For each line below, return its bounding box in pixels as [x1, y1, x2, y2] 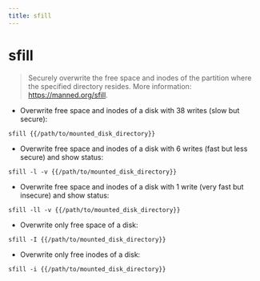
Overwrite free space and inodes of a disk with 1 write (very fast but [19, 181, 244, 191]
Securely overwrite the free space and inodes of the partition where [27, 73, 252, 83]
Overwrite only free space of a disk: [19, 220, 138, 230]
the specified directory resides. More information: [27, 81, 192, 91]
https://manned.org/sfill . [27, 90, 108, 100]
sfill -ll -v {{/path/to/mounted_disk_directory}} [8, 206, 181, 214]
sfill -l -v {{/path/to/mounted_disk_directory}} [8, 168, 178, 176]
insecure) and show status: [19, 190, 110, 200]
